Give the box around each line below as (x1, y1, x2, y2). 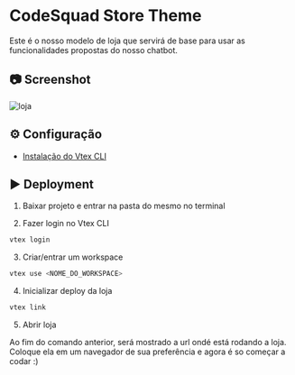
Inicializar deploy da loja (22, 286, 113, 297)
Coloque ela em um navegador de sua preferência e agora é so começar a (9, 346, 286, 357)
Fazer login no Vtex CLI (22, 218, 110, 229)
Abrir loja (22, 319, 57, 330)
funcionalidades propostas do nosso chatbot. (9, 44, 179, 55)
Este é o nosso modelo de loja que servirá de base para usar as (9, 35, 245, 46)
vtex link (9, 303, 47, 312)
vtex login (9, 235, 51, 244)
